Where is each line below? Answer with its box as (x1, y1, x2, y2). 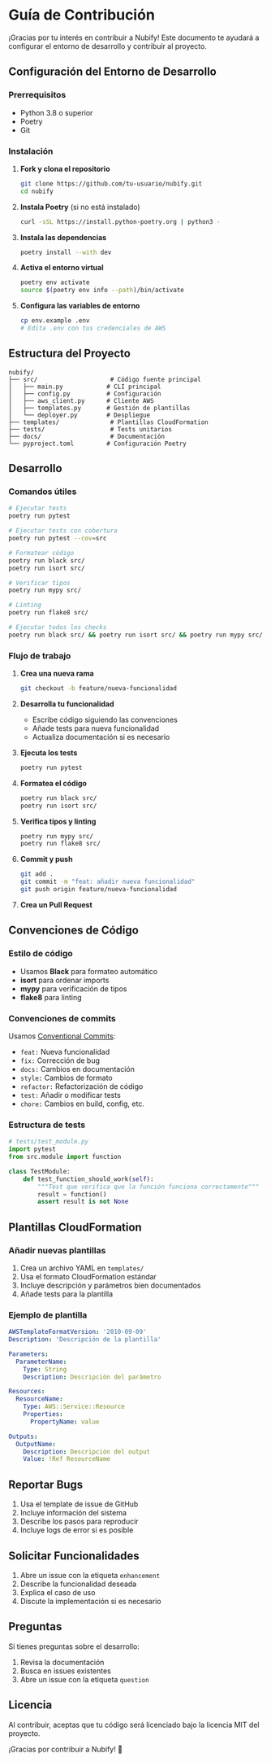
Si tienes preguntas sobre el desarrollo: (8, 1642, 140, 1651)
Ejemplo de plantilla (8, 1309, 88, 1320)
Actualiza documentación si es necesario (32, 732, 170, 741)
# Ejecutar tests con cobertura (8, 527, 118, 535)
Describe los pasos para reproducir (19, 1516, 140, 1527)
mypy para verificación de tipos (19, 983, 127, 994)
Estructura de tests (8, 1119, 86, 1130)
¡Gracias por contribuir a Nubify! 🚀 (8, 1744, 123, 1754)
